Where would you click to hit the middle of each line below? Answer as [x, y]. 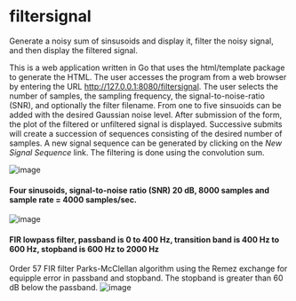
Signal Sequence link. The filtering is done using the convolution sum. [137, 152]
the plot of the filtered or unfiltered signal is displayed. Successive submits [146, 124]
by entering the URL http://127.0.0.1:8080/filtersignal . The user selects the [144, 86]
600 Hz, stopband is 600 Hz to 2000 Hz [84, 249]
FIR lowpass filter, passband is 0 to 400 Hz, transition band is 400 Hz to [144, 239]
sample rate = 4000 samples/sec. [73, 199]
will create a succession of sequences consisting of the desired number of [146, 133]
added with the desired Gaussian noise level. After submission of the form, [146, 115]
